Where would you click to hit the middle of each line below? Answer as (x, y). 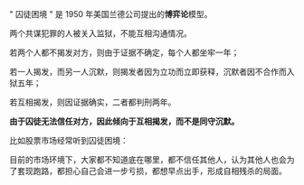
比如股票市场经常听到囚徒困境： (69, 140)
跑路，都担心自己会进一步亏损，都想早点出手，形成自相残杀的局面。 (160, 171)
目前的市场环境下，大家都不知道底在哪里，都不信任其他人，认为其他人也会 (148, 160)
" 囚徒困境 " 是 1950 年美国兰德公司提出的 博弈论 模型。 (111, 14)
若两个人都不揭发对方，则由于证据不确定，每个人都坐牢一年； (124, 52)
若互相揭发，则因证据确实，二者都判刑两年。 (93, 102)
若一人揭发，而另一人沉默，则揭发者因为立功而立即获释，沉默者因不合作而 (148, 72)
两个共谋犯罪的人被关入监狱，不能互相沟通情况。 (100, 33)
